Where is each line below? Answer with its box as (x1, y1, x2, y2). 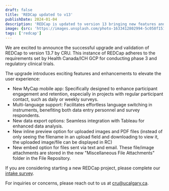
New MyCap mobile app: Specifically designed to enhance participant (12, 86, 157, 91)
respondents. (12, 112, 40, 118)
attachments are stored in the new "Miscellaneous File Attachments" (12, 150, 155, 156)
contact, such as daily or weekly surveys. (12, 96, 99, 102)
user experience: (5, 76, 40, 82)
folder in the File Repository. (12, 155, 71, 161)
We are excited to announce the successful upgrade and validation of (5, 45, 149, 50)
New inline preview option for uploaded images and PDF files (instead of (12, 129, 163, 134)
